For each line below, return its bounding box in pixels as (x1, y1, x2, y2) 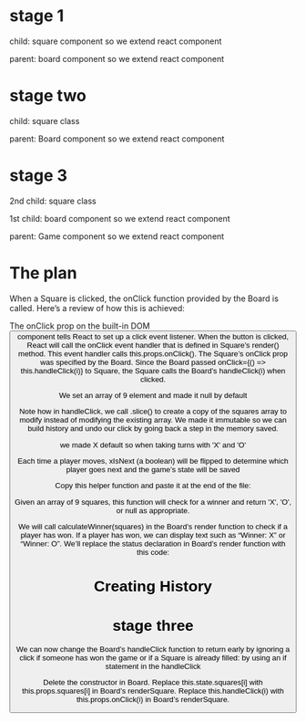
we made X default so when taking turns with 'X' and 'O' (59, 440, 247, 450)
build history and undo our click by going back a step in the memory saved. (26, 424, 280, 434)
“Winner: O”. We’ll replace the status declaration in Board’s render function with (20, 539, 286, 549)
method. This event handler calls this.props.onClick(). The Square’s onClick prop (17, 349, 289, 359)
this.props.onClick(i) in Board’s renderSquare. (76, 695, 230, 704)
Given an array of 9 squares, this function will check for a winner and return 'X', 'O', (15, 497, 291, 507)
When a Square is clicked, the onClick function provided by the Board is (9, 293, 280, 304)
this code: (136, 548, 170, 558)
